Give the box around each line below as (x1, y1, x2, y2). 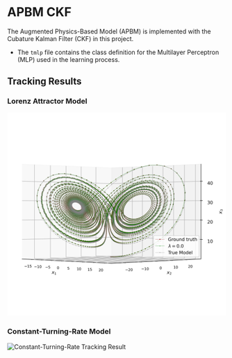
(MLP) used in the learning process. (17, 55, 120, 63)
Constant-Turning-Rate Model (7, 327, 111, 336)
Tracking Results (7, 76, 82, 88)
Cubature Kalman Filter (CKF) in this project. (7, 34, 134, 42)
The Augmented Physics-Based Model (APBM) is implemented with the (7, 27, 211, 35)
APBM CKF (7, 4, 72, 20)
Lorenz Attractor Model (7, 97, 88, 106)
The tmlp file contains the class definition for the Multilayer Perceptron (17, 48, 219, 56)
